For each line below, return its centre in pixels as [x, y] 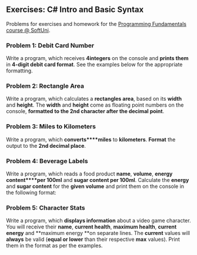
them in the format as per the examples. [54, 246]
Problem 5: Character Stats [46, 207]
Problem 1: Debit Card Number [50, 45]
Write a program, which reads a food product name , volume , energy [89, 174]
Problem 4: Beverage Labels [47, 161]
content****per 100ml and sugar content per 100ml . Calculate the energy [98, 180]
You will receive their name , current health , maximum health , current [91, 227]
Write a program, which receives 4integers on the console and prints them [98, 58]
